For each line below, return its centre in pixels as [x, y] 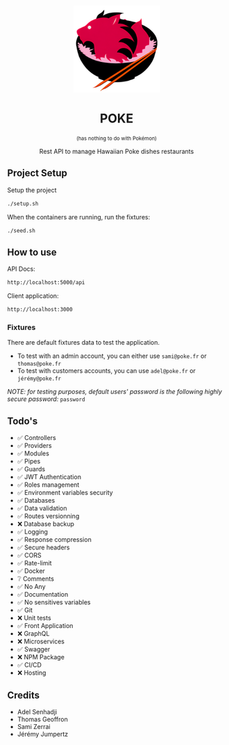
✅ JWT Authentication [49, 477]
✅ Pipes [29, 462]
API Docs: [22, 269]
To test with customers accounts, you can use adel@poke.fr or [107, 371]
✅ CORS [29, 556]
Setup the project [32, 190]
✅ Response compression [54, 540]
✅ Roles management [48, 485]
